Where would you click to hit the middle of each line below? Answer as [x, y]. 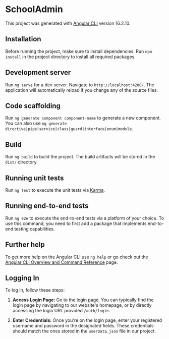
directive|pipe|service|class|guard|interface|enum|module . [69, 129]
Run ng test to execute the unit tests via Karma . [55, 190]
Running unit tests [35, 178]
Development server [38, 72]
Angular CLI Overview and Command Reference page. [62, 262]
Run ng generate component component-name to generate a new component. [83, 118]
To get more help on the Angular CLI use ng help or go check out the [77, 257]
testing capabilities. [35, 229]
